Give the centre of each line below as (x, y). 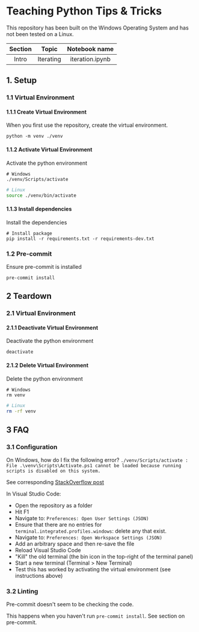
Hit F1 (22, 512)
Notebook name (90, 49)
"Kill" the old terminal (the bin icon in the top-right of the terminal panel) (104, 557)
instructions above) (39, 576)
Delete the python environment (44, 379)
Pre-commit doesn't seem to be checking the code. (70, 604)
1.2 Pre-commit (29, 254)
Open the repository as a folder (54, 506)
